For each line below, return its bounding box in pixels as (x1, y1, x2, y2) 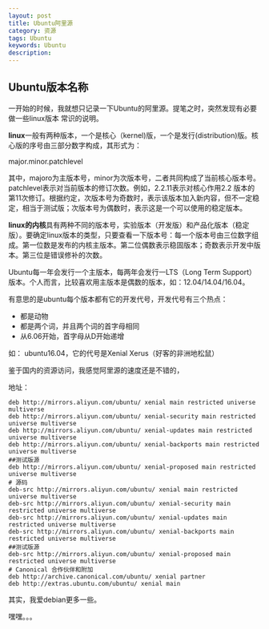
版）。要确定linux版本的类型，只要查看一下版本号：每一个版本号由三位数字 (8, 230, 252, 240)
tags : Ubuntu (8, 34, 52, 42)
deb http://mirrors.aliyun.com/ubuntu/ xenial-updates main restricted (8, 426, 252, 434)
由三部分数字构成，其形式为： (42, 140, 142, 150)
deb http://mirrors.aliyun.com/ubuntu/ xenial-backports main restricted (8, 440, 260, 449)
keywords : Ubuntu (8, 42, 66, 50)
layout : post (8, 11, 52, 20)
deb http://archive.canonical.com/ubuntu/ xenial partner (8, 572, 206, 581)
